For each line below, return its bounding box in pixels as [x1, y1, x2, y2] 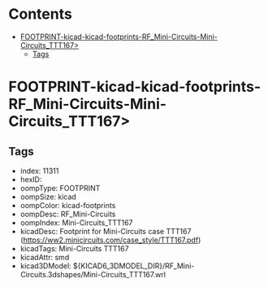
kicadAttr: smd [19, 252, 70, 262]
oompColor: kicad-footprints [19, 200, 116, 210]
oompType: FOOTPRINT [19, 183, 101, 193]
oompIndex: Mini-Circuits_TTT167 [19, 217, 133, 228]
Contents [8, 5, 73, 24]
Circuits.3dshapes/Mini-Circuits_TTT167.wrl [19, 269, 166, 279]
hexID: [19, 174, 42, 184]
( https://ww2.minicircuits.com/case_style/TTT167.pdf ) [19, 235, 201, 245]
